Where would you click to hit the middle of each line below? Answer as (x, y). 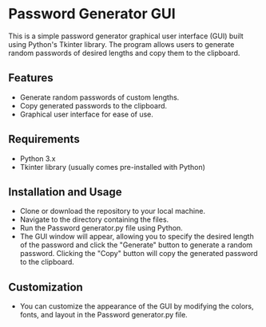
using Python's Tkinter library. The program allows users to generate (121, 44)
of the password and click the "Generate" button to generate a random (136, 245)
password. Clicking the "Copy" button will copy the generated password (139, 254)
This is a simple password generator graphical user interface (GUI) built (126, 36)
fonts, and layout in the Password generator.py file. (103, 315)
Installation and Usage (65, 192)
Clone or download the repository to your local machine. (113, 211)
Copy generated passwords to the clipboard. (93, 105)
